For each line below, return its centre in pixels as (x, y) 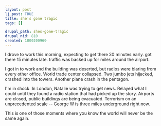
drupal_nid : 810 (21, 36)
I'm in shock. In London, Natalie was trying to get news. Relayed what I (76, 88)
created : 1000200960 (26, 41)
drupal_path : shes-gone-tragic (37, 32)
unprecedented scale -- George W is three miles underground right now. (78, 104)
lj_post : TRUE (19, 14)
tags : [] (14, 23)
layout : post (18, 9)
